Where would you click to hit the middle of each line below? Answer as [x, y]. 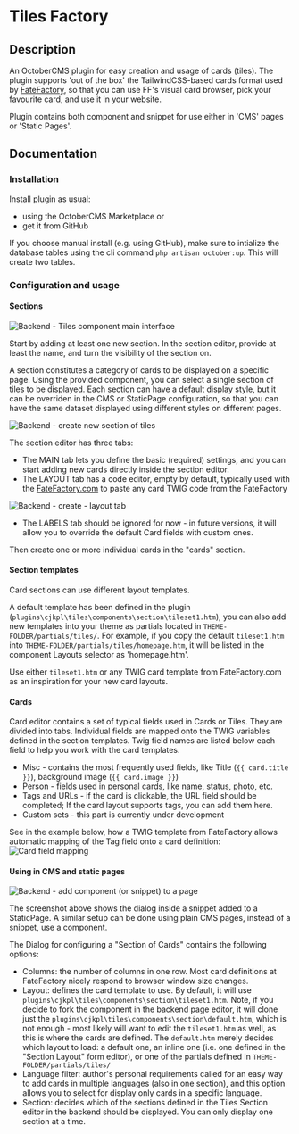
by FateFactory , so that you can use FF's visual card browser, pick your [140, 90]
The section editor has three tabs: [71, 443]
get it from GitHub [55, 226]
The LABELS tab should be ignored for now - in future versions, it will [149, 523]
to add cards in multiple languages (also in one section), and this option [154, 1084]
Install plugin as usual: [50, 199]
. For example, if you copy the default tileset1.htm [191, 636]
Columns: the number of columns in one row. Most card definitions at [149, 972]
